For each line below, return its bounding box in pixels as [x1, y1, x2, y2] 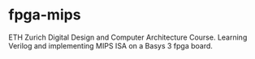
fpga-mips [8, 6, 81, 24]
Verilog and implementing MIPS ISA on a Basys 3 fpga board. [8, 40, 214, 50]
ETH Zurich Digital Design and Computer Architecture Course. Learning [8, 32, 248, 42]
